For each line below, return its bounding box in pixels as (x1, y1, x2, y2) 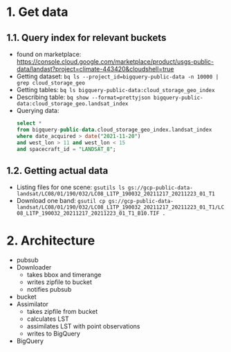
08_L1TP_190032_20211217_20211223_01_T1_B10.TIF (16, 210, 160, 217)
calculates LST (26, 315, 70, 323)
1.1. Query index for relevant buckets (6, 32, 167, 44)
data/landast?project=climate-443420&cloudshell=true (16, 65, 174, 73)
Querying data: (16, 107, 59, 114)
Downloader (16, 263, 52, 272)
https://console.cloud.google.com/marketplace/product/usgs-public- (16, 58, 214, 66)
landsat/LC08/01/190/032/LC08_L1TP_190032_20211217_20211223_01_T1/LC (16, 204, 225, 211)
